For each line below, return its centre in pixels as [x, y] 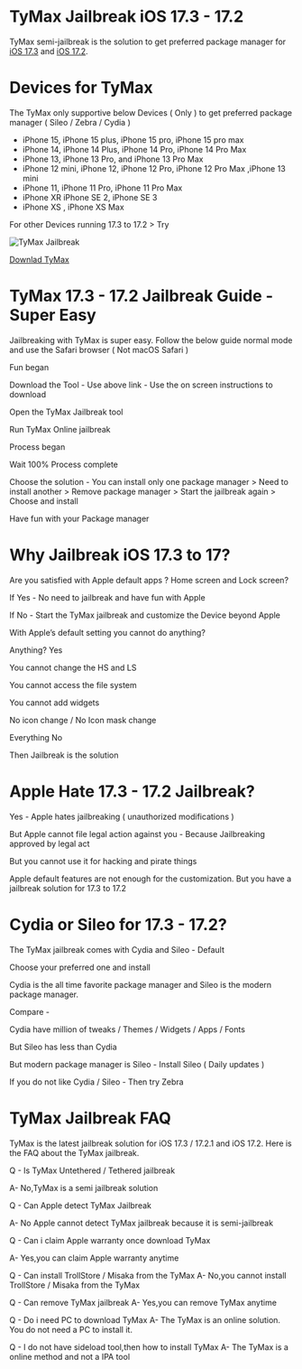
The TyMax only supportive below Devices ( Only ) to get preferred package [151, 112]
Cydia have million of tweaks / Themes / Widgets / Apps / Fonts [128, 1029]
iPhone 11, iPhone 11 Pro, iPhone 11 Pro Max [102, 188]
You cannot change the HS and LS [73, 667]
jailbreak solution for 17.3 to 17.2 [68, 888]
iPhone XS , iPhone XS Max [73, 207]
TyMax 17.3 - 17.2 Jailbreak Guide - [141, 296]
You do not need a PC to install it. [71, 1329]
